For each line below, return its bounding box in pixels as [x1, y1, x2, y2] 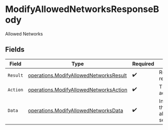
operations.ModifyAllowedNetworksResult [28, 72, 127, 79]
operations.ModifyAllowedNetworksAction [28, 86, 127, 93]
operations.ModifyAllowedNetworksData [28, 107, 123, 114]
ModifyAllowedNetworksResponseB [5, 4, 159, 15]
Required [132, 60, 154, 67]
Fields [5, 45, 25, 54]
